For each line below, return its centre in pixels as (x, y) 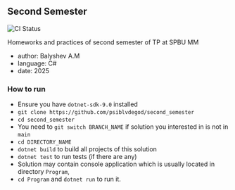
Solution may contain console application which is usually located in (116, 164)
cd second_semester (46, 120)
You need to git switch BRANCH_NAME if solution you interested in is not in (123, 127)
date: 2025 (33, 70)
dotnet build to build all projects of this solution (87, 149)
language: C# (37, 63)
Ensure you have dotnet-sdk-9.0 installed (78, 104)
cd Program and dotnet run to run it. (69, 179)
